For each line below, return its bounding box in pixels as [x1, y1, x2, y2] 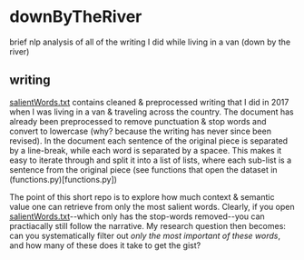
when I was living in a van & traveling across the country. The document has [9, 106, 294, 117]
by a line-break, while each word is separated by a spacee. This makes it [9, 145, 282, 155]
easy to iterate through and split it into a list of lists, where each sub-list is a [9, 155, 292, 165]
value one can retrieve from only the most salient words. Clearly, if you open [9, 201, 295, 212]
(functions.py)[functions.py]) [9, 174, 118, 185]
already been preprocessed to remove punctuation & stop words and [9, 115, 267, 126]
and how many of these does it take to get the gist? [9, 239, 201, 251]
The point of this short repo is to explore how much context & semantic [9, 191, 275, 202]
